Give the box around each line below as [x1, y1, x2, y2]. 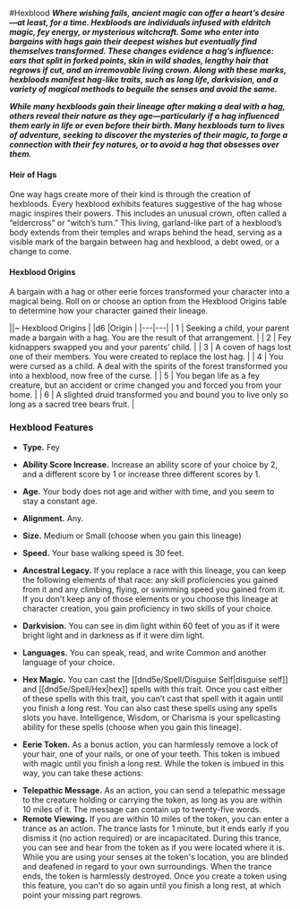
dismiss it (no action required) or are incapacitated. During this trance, [21, 832, 282, 843]
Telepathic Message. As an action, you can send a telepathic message [21, 785, 286, 795]
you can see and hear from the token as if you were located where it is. [21, 842, 285, 853]
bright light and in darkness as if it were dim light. [21, 630, 205, 640]
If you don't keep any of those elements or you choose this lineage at [21, 593, 279, 604]
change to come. [9, 246, 72, 257]
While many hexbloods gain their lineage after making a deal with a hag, [9, 101, 286, 111]
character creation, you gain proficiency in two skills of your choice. [21, 603, 273, 613]
